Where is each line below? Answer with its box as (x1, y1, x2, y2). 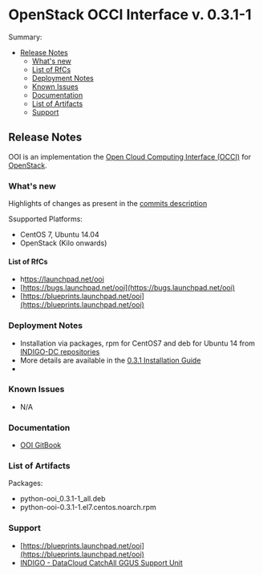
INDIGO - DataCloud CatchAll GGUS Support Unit (19, 557, 183, 567)
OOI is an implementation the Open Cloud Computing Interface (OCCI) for (8, 152, 251, 161)
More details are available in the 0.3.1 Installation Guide (19, 355, 201, 365)
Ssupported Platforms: (8, 214, 83, 224)
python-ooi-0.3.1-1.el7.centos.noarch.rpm (19, 503, 156, 512)
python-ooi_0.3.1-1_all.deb (19, 494, 106, 504)
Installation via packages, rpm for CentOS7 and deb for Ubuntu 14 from (19, 338, 255, 348)
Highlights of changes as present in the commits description (8, 199, 208, 209)
